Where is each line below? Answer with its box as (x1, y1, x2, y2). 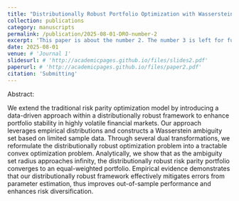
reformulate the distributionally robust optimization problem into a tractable (7, 141, 228, 150)
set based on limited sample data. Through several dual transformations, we (7, 133, 230, 143)
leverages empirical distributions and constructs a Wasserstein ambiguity (7, 126, 223, 135)
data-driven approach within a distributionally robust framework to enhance (7, 111, 230, 120)
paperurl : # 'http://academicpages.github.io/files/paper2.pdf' (7, 63, 202, 71)
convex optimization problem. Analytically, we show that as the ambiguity (7, 149, 223, 158)
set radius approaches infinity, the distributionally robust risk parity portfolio (7, 156, 230, 165)
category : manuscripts (7, 24, 75, 31)
